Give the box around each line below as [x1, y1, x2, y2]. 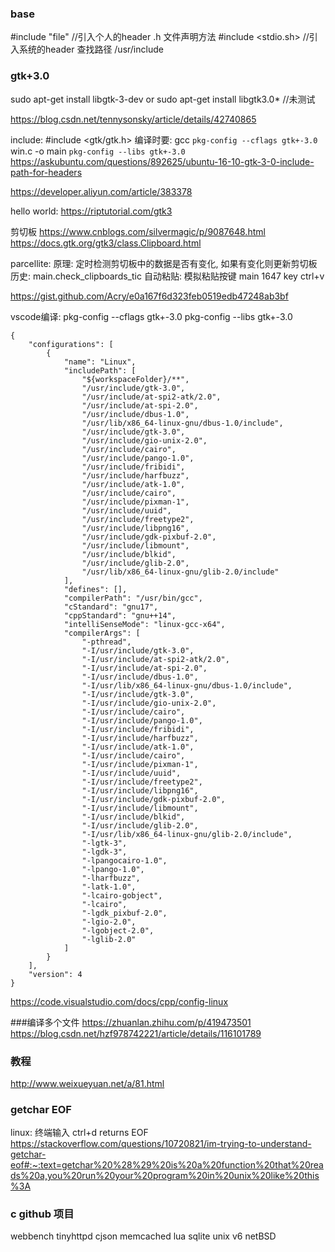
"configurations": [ [28, 339, 114, 349]
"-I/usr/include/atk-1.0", [81, 742, 195, 752]
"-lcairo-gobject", [81, 890, 163, 901]
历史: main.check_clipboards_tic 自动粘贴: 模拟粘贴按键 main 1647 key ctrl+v [10, 270, 325, 282]
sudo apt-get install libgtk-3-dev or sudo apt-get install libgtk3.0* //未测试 [10, 93, 316, 105]
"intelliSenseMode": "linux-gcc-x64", [63, 619, 226, 629]
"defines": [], [63, 584, 128, 594]
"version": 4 [28, 969, 83, 979]
